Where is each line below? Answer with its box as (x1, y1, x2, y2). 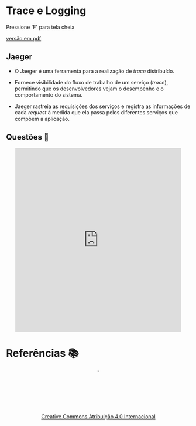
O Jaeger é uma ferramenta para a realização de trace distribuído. (14, 67, 174, 75)
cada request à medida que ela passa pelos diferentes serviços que (14, 109, 178, 116)
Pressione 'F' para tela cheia (6, 23, 75, 31)
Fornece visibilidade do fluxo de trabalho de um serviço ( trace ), (14, 79, 169, 86)
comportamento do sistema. (14, 91, 83, 98)
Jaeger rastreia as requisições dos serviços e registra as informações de (14, 103, 191, 110)
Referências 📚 (6, 346, 79, 360)
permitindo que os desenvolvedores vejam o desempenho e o (14, 85, 164, 92)
